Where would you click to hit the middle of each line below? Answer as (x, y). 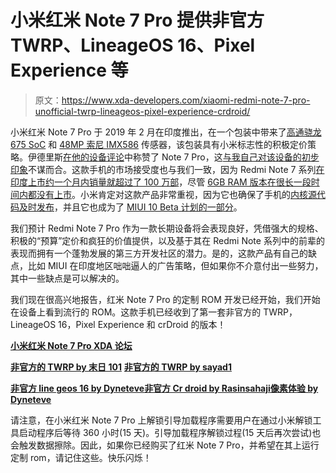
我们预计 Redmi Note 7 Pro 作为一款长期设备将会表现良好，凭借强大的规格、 (167, 228)
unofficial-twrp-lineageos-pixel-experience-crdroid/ (142, 111)
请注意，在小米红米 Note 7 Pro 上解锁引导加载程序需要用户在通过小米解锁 (161, 420)
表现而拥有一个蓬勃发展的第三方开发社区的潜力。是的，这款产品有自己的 (159, 253)
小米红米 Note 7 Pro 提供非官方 (137, 20)
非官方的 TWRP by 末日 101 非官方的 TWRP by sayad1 (121, 367)
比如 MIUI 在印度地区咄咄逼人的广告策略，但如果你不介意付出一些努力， (175, 265)
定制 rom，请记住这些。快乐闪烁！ (81, 457)
